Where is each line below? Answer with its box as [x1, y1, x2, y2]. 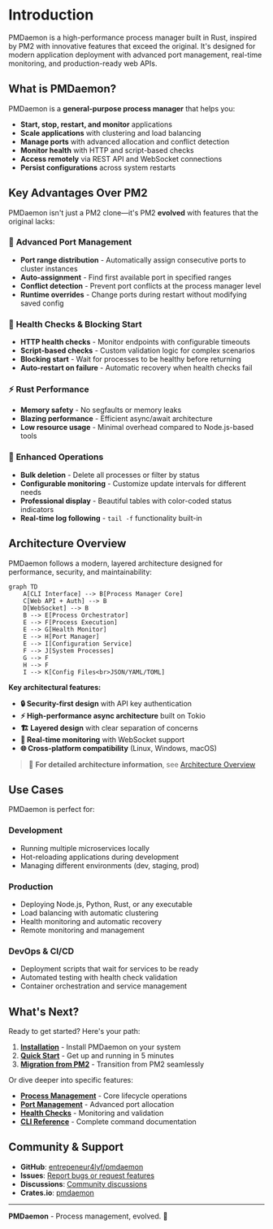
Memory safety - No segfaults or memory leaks [19, 405, 182, 415]
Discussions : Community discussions [19, 1179, 148, 1188]
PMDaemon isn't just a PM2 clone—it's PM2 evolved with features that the [8, 207, 258, 217]
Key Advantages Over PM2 [8, 186, 148, 200]
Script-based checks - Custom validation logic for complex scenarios [19, 345, 256, 355]
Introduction [8, 6, 94, 24]
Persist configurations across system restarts [19, 163, 176, 172]
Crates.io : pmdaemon [19, 1188, 95, 1197]
